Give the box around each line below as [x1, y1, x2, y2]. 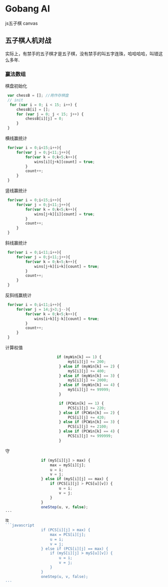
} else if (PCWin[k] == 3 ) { [58, 420, 120, 425]
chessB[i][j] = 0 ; [25, 116, 64, 121]
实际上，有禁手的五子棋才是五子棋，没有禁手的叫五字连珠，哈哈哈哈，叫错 [5, 51, 158, 57]
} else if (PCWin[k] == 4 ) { [58, 429, 120, 434]
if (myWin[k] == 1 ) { [56, 354, 101, 360]
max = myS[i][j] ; [49, 462, 86, 468]
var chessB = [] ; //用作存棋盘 [7, 93, 69, 98]
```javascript [5, 523, 35, 528]
